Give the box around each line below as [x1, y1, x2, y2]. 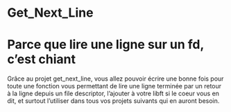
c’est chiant [7, 51, 76, 67]
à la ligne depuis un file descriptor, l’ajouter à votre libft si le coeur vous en [7, 89, 220, 98]
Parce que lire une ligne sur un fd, [7, 37, 205, 53]
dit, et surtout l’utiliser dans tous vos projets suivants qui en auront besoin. [7, 97, 220, 105]
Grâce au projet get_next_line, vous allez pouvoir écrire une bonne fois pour [7, 74, 224, 83]
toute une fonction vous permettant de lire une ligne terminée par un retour [7, 82, 222, 90]
